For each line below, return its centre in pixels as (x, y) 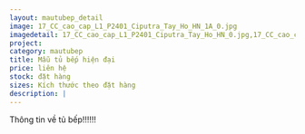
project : (26, 43)
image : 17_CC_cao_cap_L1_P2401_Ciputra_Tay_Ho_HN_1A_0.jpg (123, 26)
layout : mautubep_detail (56, 18)
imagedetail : (34, 34)
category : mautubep (46, 52)
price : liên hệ (38, 69)
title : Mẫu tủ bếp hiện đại (63, 60)
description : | (38, 93)
